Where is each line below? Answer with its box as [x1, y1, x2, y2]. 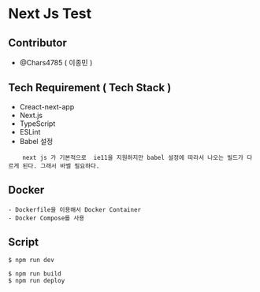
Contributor [8, 36, 67, 50]
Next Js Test [8, 5, 92, 23]
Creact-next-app [19, 102, 75, 111]
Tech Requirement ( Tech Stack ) [8, 81, 172, 94]
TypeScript [19, 119, 56, 128]
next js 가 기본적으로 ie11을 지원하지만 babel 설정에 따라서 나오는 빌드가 [22, 153, 244, 161]
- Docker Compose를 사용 [8, 214, 85, 222]
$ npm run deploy [8, 277, 65, 285]
